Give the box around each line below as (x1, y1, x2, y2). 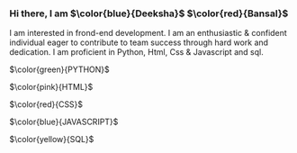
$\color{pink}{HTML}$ (9, 82, 94, 93)
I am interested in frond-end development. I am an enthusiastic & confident (9, 28, 288, 39)
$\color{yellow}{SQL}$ (9, 134, 94, 145)
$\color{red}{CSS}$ (9, 99, 84, 110)
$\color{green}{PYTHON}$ (9, 64, 110, 75)
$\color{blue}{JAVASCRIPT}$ (9, 116, 119, 128)
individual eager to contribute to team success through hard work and (9, 37, 268, 48)
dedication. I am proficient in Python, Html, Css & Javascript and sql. (9, 47, 264, 58)
